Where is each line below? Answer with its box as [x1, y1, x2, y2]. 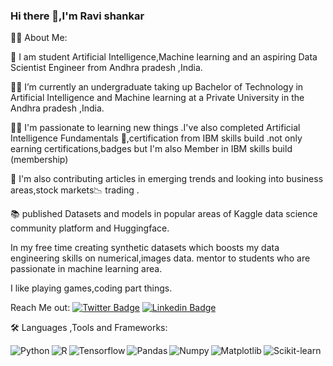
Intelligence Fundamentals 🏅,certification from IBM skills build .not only [10, 132, 303, 144]
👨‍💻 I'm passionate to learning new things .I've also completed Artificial [10, 122, 301, 134]
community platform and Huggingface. [10, 222, 170, 234]
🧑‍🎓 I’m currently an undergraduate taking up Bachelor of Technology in [10, 81, 304, 93]
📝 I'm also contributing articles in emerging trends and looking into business [10, 173, 324, 185]
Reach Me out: [10, 302, 71, 314]
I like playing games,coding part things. [10, 282, 173, 294]
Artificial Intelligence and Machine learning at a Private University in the [10, 92, 305, 104]
